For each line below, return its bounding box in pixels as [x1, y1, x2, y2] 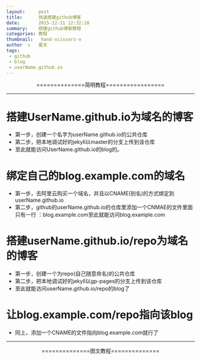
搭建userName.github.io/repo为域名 [6, 234, 188, 248]
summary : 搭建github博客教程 [6, 25, 82, 32]
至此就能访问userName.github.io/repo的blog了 [14, 285, 130, 293]
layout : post [6, 8, 50, 15]
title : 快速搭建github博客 [6, 14, 82, 20]
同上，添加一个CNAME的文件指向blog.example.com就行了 [14, 329, 159, 336]
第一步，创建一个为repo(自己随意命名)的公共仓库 [14, 270, 136, 278]
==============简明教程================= [36, 81, 165, 88]
